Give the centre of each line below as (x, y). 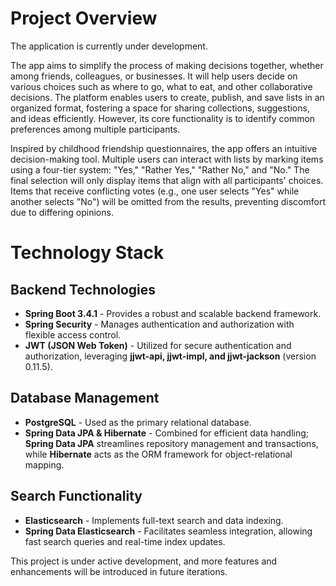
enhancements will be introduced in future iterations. (119, 571)
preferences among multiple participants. (95, 129)
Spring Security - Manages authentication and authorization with (159, 324)
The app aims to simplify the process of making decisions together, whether (167, 65)
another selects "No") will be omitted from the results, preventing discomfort (168, 201)
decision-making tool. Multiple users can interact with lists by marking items (167, 159)
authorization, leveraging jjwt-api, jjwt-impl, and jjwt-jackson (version (170, 356)
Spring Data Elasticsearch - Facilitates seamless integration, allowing (168, 531)
